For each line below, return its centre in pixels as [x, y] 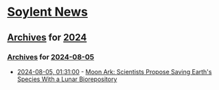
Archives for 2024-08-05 [51, 57]
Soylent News [47, 12]
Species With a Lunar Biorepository [67, 79]
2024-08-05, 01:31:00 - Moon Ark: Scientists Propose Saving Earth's [114, 71]
